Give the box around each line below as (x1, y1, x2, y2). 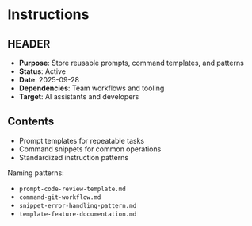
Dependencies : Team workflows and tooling (18, 83, 165, 93)
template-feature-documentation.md (18, 210, 137, 218)
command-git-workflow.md (18, 193, 101, 201)
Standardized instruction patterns (18, 152, 128, 162)
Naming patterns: (7, 168, 64, 178)
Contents (7, 115, 55, 128)
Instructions (7, 6, 90, 24)
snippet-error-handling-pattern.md (18, 201, 137, 209)
